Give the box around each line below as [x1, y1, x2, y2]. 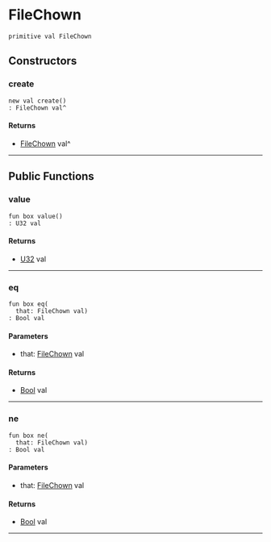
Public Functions [8, 169, 94, 183]
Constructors [8, 54, 77, 68]
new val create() [8, 97, 67, 105]
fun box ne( [8, 432, 48, 440]
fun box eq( [8, 300, 48, 308]
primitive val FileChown [8, 32, 92, 40]
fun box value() [8, 212, 63, 220]
